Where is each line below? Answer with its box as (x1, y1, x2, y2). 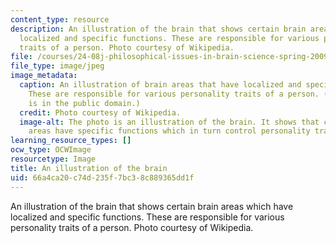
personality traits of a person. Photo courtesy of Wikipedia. (10, 221, 254, 233)
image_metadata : (10, 71, 78, 81)
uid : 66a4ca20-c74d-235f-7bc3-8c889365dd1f (10, 172, 195, 183)
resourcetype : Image (10, 154, 97, 164)
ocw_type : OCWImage (10, 145, 92, 155)
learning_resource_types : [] (10, 136, 132, 146)
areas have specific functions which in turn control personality (28, 126, 311, 136)
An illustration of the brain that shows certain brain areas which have (10, 200, 294, 212)
